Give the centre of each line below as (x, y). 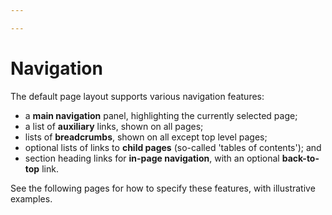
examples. (31, 198)
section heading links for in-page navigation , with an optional (152, 158)
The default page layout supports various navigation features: (137, 96)
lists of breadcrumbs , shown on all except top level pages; (146, 137)
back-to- (300, 158)
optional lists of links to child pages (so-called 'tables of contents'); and (173, 147)
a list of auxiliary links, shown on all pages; (114, 126)
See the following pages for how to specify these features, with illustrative (163, 188)
